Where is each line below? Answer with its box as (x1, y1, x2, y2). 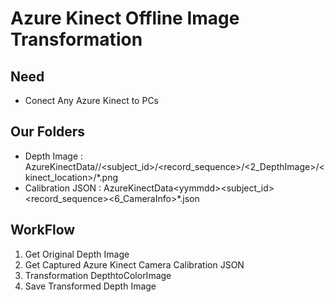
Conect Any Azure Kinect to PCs (24, 95, 160, 106)
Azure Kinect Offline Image (10, 7, 240, 30)
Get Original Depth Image (24, 248, 130, 260)
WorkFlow (10, 222, 76, 239)
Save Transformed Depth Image (24, 280, 157, 292)
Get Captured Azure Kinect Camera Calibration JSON (24, 258, 245, 271)
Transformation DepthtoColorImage (24, 269, 172, 281)
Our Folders (10, 123, 86, 141)
